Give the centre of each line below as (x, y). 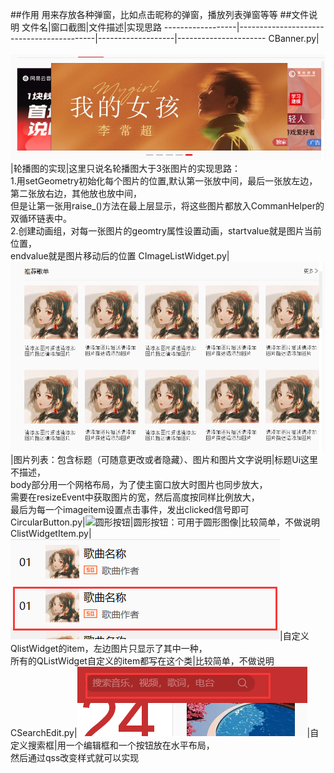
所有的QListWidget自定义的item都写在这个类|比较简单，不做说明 (142, 660)
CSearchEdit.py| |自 (165, 732)
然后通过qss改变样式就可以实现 (75, 757)
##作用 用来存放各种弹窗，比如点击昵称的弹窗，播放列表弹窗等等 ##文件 (160, 14)
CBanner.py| (294, 38)
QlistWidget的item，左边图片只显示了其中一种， (109, 648)
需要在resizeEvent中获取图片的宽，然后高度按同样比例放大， (135, 497)
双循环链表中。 (41, 219)
